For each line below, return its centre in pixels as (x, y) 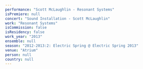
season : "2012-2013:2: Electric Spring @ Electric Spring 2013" (72, 46)
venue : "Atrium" (21, 50)
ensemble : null (20, 41)
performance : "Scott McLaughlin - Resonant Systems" (60, 9)
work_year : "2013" (24, 37)
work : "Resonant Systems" (31, 23)
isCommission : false (26, 28)
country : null (20, 59)
